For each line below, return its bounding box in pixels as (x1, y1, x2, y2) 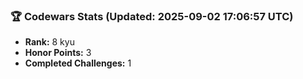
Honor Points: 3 (24, 47, 92, 59)
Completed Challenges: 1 (24, 57, 132, 69)
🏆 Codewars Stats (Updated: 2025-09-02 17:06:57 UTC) (10, 9, 294, 23)
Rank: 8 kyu (24, 36, 75, 48)
